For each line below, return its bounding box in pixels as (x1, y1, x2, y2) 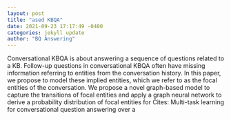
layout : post (7, 10, 45, 17)
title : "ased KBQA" (7, 16, 63, 23)
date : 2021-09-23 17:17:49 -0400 (7, 23, 103, 29)
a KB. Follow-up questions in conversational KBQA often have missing (7, 62, 205, 70)
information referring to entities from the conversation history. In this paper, (7, 69, 221, 77)
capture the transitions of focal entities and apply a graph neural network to (7, 91, 222, 99)
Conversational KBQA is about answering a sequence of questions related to (7, 54, 225, 62)
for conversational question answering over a (7, 106, 136, 114)
